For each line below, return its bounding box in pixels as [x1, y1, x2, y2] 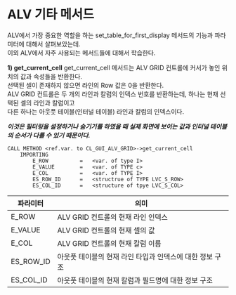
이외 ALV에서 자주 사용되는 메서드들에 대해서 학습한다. [7, 48, 156, 57]
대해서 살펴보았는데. [25, 39, 81, 48]
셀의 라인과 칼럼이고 [20, 98, 75, 107]
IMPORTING [20, 151, 49, 158]
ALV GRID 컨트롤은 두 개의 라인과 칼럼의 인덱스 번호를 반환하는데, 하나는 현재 [7, 89, 219, 98]
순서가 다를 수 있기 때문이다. [14, 131, 91, 139]
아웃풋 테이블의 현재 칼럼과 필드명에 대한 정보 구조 [57, 275, 213, 285]
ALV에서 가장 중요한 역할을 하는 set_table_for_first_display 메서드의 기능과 [7, 31, 213, 39]
